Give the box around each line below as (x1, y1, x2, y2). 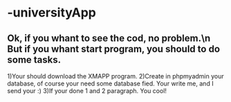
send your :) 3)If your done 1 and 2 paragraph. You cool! (7, 87, 167, 94)
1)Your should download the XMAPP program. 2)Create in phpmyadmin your (7, 72, 225, 80)
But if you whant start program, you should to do (7, 43, 220, 54)
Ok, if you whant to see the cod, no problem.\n (7, 32, 211, 44)
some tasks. (7, 54, 61, 65)
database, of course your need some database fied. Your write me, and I (7, 79, 214, 88)
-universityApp (7, 5, 97, 21)
